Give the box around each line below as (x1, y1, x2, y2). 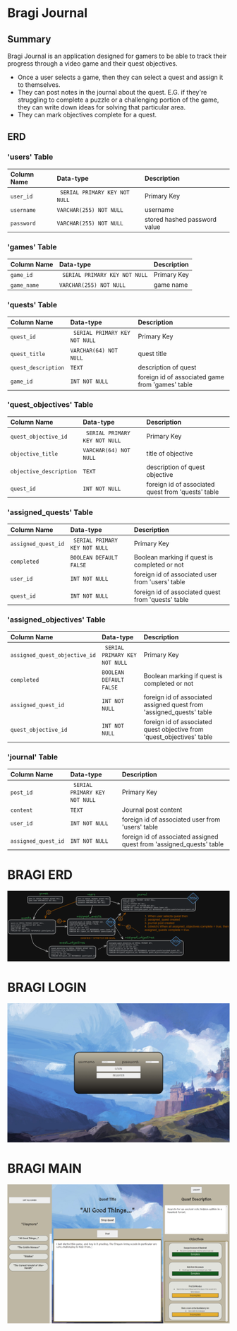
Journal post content (122, 805, 183, 814)
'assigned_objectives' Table (7, 615, 106, 625)
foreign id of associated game (138, 373, 224, 381)
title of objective (146, 449, 193, 458)
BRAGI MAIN (7, 1161, 83, 1177)
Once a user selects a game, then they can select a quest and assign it (17, 73, 224, 81)
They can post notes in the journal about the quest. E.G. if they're (17, 88, 207, 96)
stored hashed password (144, 215, 217, 223)
